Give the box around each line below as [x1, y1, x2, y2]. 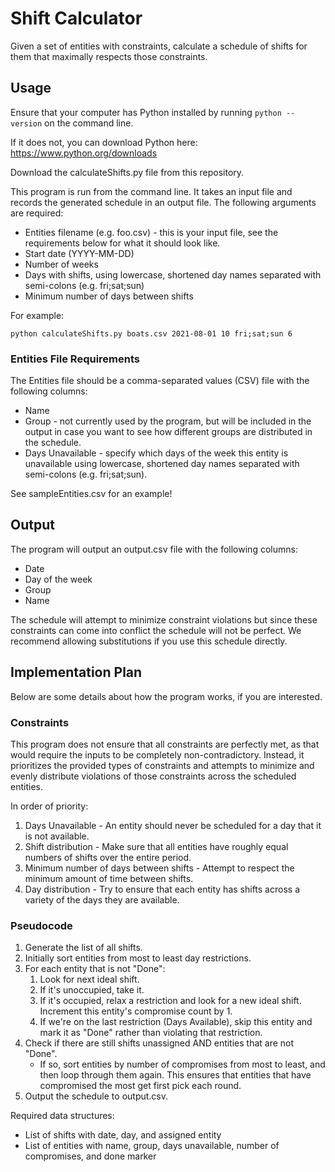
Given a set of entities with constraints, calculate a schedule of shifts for [10, 40, 308, 52]
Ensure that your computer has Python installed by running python [10, 106, 282, 118]
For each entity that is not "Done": [24, 963, 166, 975]
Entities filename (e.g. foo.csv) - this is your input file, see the [24, 226, 279, 238]
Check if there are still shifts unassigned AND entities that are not [24, 1037, 295, 1049]
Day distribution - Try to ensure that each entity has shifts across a [24, 883, 300, 895]
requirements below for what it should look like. [24, 237, 221, 249]
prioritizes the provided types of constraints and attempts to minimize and [10, 759, 315, 771]
